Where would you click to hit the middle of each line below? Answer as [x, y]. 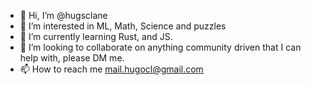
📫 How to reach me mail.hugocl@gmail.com [111, 69]
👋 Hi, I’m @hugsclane [63, 15]
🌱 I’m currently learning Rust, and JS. [96, 36]
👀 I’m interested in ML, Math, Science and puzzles [123, 26]
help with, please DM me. [72, 58]
